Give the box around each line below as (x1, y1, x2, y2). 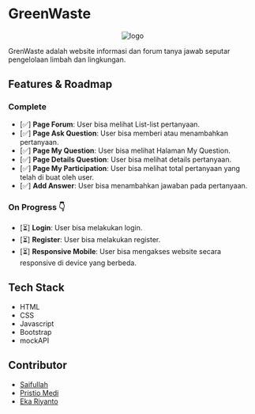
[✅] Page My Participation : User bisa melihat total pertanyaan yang (19, 163, 241, 173)
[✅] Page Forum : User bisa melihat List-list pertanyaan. (19, 120, 200, 129)
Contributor (8, 359, 67, 372)
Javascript (19, 318, 54, 329)
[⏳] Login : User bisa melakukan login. (19, 222, 143, 232)
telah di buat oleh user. (19, 172, 95, 182)
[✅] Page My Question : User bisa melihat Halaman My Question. (19, 146, 231, 155)
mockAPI (19, 336, 50, 345)
